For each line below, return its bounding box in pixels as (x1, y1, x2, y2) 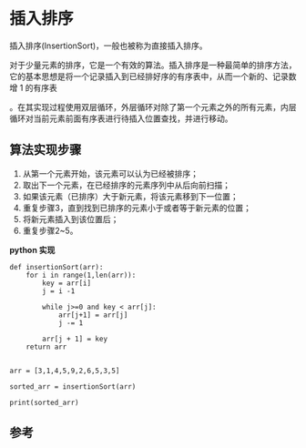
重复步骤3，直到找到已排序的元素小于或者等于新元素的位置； (22, 202, 252, 213)
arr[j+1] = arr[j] (57, 311, 128, 320)
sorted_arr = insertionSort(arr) (9, 382, 137, 392)
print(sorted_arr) (9, 398, 79, 407)
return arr (25, 342, 67, 351)
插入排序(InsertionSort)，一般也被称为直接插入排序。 (9, 40, 208, 51)
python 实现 (9, 244, 56, 255)
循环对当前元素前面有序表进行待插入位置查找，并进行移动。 (9, 113, 233, 124)
